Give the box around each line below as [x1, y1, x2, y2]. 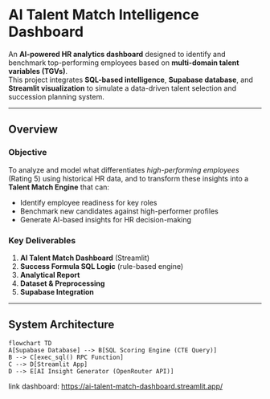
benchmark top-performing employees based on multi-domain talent [8, 58, 239, 67]
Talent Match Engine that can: [8, 182, 110, 192]
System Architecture [8, 318, 115, 332]
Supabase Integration [19, 287, 95, 296]
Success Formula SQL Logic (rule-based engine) [19, 261, 184, 271]
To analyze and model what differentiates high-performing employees [8, 165, 239, 174]
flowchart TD [8, 339, 52, 347]
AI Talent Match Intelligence [8, 6, 199, 24]
